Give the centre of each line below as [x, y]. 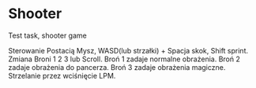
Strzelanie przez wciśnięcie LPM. [62, 75]
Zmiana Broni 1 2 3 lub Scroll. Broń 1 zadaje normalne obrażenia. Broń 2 [124, 59]
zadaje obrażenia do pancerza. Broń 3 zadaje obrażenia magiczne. [117, 67]
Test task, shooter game [47, 35]
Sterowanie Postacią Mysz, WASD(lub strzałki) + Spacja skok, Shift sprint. [128, 50]
